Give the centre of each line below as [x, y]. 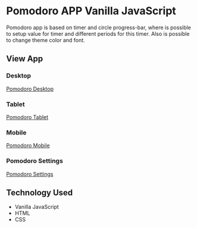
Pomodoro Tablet [27, 117]
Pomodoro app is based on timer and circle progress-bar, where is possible [99, 27]
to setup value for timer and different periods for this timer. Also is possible [98, 33]
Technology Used [40, 193]
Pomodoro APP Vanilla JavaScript [91, 11]
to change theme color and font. [46, 40]
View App [25, 59]
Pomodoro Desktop [30, 89]
